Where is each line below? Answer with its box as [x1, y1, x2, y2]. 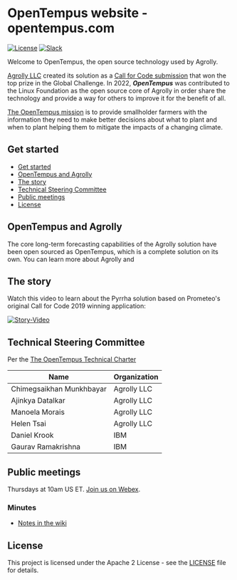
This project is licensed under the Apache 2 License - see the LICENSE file [7, 559, 226, 567]
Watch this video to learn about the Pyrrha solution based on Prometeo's [7, 294, 221, 303]
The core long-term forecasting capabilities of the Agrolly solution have [7, 240, 217, 248]
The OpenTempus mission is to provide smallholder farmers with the [7, 107, 208, 116]
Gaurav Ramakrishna [11, 442, 80, 452]
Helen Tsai [11, 418, 46, 428]
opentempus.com [7, 20, 115, 36]
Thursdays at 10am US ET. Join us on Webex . [7, 485, 141, 493]
